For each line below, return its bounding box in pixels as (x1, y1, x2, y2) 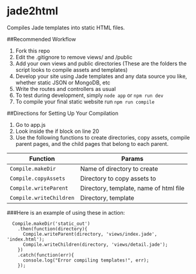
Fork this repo (15, 47, 50, 54)
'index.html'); (7, 236, 45, 242)
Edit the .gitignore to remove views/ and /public (15, 53, 132, 60)
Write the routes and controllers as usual (15, 85, 116, 92)
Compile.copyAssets (10, 175, 65, 182)
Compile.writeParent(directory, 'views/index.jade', (22, 231, 158, 237)
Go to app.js (15, 121, 46, 128)
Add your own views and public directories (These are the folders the (15, 60, 187, 67)
